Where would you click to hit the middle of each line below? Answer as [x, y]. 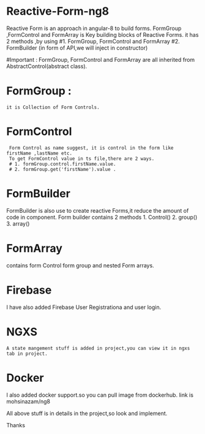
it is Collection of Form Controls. [53, 107]
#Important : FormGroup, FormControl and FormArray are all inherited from [101, 59]
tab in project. [27, 354]
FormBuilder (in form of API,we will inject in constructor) [77, 48]
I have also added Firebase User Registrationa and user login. [84, 307]
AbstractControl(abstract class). [47, 66]
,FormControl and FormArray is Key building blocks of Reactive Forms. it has [102, 34]
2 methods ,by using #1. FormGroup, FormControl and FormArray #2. [93, 41]
